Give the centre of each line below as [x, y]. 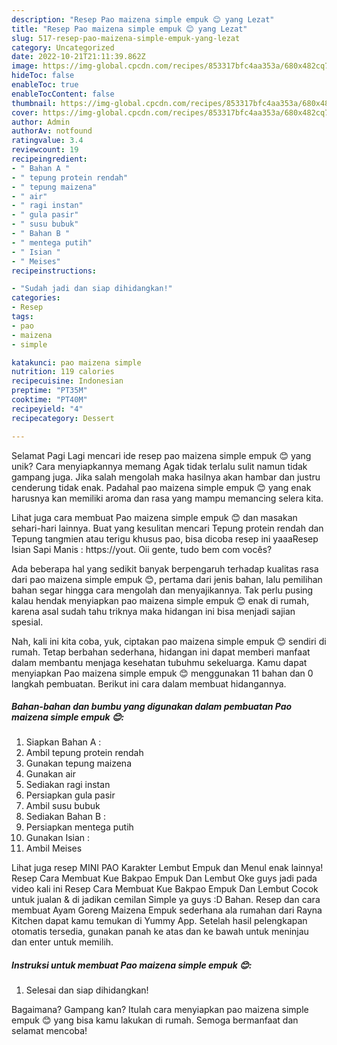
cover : [25, 112]
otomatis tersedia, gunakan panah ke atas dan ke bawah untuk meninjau [160, 932]
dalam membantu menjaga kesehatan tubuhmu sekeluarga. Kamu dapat [159, 662]
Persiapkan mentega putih [79, 827]
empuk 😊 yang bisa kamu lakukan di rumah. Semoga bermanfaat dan [155, 1020]
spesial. [27, 622]
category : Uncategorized [63, 47]
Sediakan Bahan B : [66, 817]
